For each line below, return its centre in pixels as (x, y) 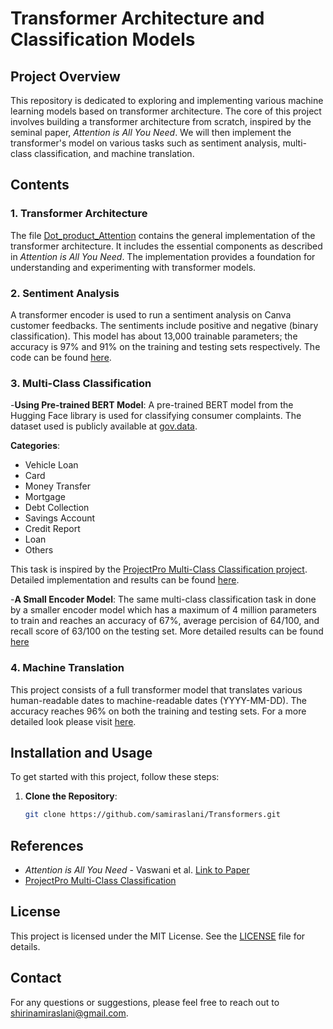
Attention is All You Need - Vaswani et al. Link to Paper (137, 870)
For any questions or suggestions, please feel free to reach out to (145, 1002)
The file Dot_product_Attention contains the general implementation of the (163, 235)
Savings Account (60, 518)
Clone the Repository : (71, 796)
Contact (36, 978)
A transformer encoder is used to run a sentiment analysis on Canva (151, 314)
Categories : (35, 446)
